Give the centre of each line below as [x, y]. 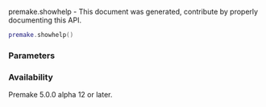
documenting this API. [45, 20]
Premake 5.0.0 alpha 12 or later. [60, 95]
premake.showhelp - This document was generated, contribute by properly [133, 12]
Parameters [31, 56]
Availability [31, 77]
